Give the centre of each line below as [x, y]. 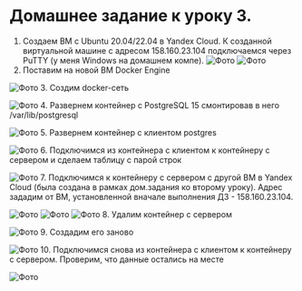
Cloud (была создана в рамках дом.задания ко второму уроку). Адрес [146, 186]
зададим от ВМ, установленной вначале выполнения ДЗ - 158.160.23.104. [151, 196]
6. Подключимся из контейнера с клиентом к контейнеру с [155, 150]
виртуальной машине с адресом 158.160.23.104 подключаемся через [157, 50]
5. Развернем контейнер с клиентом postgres [129, 132]
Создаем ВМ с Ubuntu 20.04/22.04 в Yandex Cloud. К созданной [147, 41]
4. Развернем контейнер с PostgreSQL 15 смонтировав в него [160, 105]
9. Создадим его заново [87, 232]
